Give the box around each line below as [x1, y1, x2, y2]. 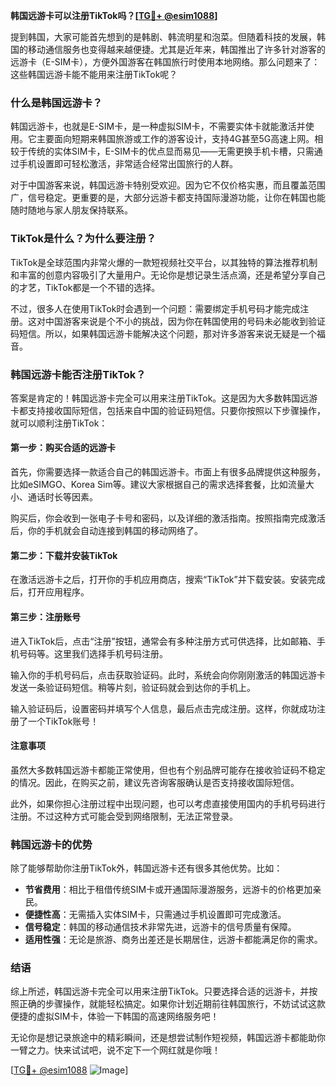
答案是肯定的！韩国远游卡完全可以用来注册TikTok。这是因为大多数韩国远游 [10, 392, 318, 404]
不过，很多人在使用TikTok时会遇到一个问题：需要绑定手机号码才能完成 [10, 302, 301, 314]
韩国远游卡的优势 [10, 837, 93, 851]
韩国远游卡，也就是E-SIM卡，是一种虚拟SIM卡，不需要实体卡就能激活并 [10, 120, 306, 133]
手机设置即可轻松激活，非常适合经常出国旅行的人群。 [18, 158, 238, 170]
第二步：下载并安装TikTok [10, 549, 118, 561]
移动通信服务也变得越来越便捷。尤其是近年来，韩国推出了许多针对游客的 [27, 44, 326, 55]
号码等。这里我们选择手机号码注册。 [18, 647, 168, 659]
